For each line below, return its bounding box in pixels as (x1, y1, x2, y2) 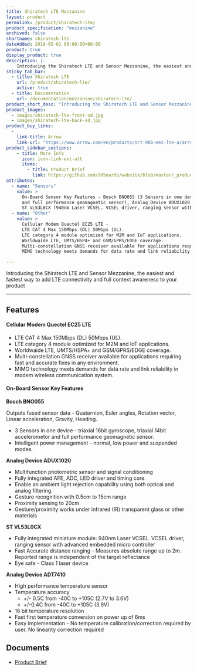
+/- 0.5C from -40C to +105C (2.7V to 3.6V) (23, 595, 129, 602)
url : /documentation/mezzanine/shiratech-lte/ (16, 96, 133, 101)
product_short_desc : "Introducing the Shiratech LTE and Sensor (6, 101, 167, 107)
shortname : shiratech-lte (6, 36, 69, 42)
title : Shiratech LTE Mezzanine (6, 8, 85, 15)
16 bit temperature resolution (14, 607, 84, 614)
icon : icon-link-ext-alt (21, 156, 83, 162)
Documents (6, 643, 50, 653)
